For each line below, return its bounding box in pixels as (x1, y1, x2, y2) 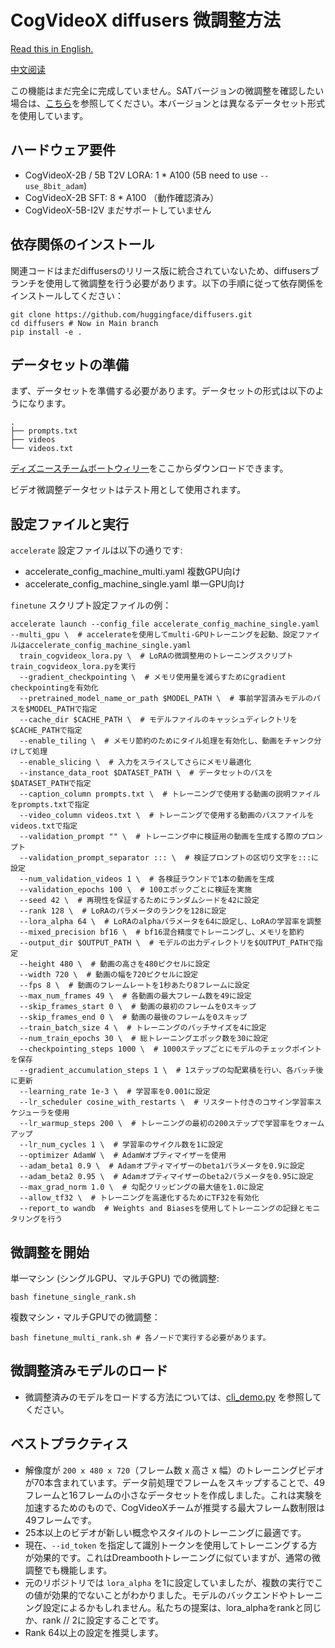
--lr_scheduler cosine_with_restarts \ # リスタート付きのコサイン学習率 (19, 1097, 315, 1108)
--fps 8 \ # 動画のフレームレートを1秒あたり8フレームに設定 (19, 981, 250, 991)
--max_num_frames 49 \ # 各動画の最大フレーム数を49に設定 (19, 991, 252, 1001)
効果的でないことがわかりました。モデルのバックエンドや (51, 1589, 288, 1601)
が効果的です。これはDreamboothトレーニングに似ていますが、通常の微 (24, 1551, 321, 1563)
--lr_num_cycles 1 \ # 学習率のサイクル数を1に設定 (19, 1140, 224, 1150)
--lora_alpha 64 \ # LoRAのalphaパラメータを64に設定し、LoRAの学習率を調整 (19, 917, 322, 927)
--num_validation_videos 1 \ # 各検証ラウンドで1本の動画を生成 (19, 874, 275, 885)
